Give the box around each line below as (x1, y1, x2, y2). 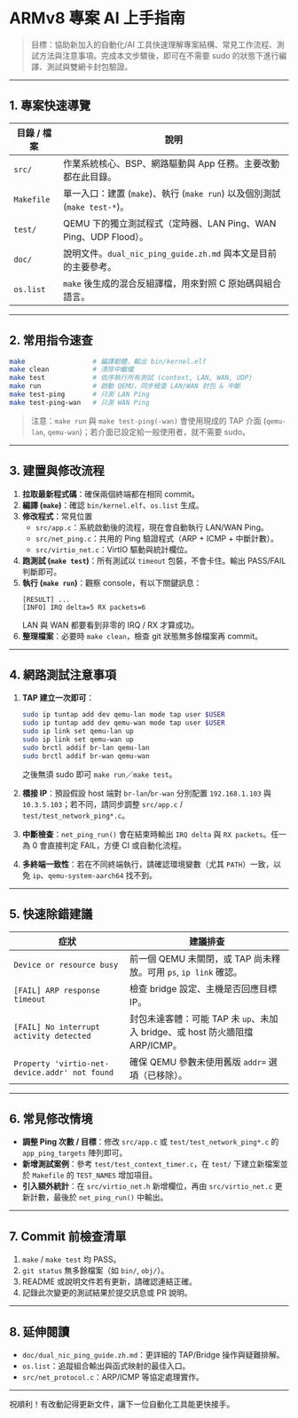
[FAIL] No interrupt (13, 1022, 100, 1032)
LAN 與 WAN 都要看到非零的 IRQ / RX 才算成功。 (21, 619, 200, 630)
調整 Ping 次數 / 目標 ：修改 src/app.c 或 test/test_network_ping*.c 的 (21, 1137, 279, 1147)
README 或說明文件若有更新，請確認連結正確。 (21, 1276, 197, 1287)
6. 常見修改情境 (9, 1111, 93, 1126)
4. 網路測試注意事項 (9, 668, 117, 683)
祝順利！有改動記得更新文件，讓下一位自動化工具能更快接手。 (9, 1398, 235, 1409)
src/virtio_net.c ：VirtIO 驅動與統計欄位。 (35, 543, 192, 555)
